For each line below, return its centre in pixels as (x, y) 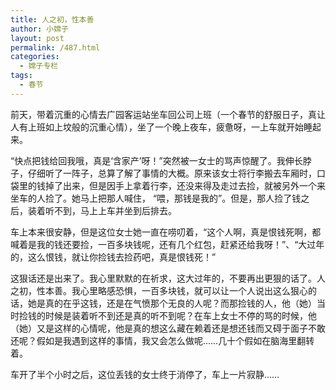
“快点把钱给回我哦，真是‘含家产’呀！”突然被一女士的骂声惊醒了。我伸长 (156, 160)
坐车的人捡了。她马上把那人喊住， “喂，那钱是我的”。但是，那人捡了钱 (156, 198)
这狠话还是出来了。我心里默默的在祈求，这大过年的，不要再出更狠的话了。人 (168, 278)
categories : (35, 57)
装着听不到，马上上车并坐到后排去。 (102, 210)
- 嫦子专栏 (39, 66)
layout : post (37, 38)
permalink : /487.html (55, 47)
